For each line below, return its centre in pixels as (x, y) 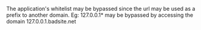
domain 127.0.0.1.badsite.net (41, 21)
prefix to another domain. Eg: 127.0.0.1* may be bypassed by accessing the (100, 15)
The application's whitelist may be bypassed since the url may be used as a (101, 9)
